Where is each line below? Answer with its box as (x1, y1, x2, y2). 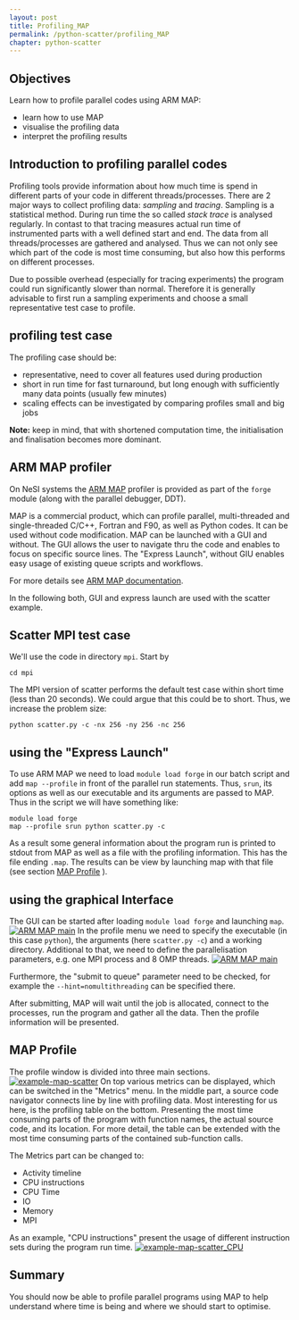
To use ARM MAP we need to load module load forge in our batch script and (9, 769, 290, 780)
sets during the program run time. (9, 1241, 133, 1252)
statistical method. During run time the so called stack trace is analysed (9, 209, 273, 220)
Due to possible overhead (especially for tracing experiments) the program (9, 273, 284, 284)
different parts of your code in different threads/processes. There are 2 (9, 189, 271, 201)
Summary (9, 1267, 65, 1282)
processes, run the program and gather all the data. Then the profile (9, 1007, 260, 1018)
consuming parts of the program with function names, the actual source (9, 1114, 274, 1124)
